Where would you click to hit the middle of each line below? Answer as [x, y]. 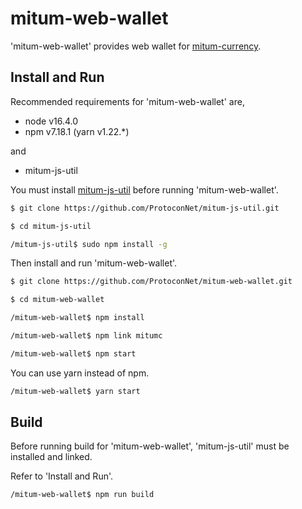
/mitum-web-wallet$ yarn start [75, 391]
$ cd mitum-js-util [51, 226]
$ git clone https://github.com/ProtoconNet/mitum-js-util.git [145, 208]
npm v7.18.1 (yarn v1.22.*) [77, 131]
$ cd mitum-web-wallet [57, 300]
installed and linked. [51, 457]
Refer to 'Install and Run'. [62, 476]
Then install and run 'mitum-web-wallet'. [94, 263]
